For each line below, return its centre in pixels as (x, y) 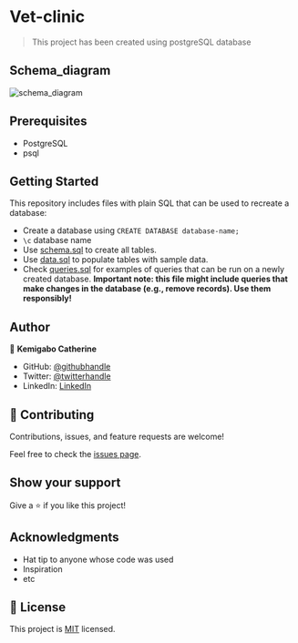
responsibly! (47, 299)
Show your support (65, 483)
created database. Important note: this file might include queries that (155, 279)
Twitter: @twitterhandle (67, 376)
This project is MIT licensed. (62, 629)
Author (30, 327)
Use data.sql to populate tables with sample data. (115, 260)
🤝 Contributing (52, 415)
